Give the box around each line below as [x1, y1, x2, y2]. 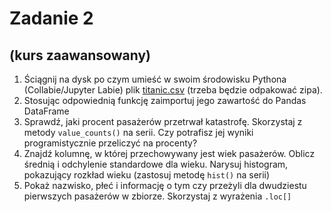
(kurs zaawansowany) [9, 47, 151, 64]
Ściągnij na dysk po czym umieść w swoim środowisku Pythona [23, 73, 287, 85]
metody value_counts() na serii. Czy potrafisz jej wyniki [23, 127, 254, 138]
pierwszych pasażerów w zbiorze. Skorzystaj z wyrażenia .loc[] [23, 190, 292, 202]
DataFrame [23, 105, 70, 117]
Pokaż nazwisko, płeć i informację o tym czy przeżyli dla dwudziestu [23, 180, 307, 191]
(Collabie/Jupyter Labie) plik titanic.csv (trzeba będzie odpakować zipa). [23, 84, 323, 96]
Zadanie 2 [9, 7, 94, 30]
